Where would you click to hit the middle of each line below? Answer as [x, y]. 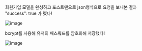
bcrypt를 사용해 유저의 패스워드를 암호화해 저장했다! [55, 33]
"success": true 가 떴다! [29, 13]
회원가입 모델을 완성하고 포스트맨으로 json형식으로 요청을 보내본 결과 [71, 7]
